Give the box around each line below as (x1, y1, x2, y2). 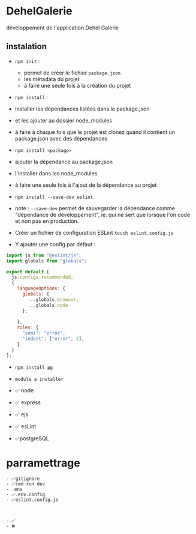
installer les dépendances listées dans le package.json (14, 105, 150, 112)
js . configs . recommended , (11, 275, 74, 281)
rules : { (17, 324, 39, 331)
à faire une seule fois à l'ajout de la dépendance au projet (14, 181, 157, 189)
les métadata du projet (23, 75, 80, 82)
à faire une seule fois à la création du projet (23, 82, 131, 89)
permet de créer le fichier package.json (23, 69, 121, 76)
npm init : (14, 57, 40, 64)
